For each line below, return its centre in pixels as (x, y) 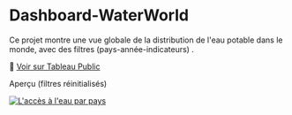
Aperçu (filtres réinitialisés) (58, 83)
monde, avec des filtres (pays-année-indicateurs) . (101, 49)
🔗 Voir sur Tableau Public (55, 66)
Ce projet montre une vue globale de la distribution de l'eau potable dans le (146, 40)
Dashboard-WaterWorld (99, 15)
